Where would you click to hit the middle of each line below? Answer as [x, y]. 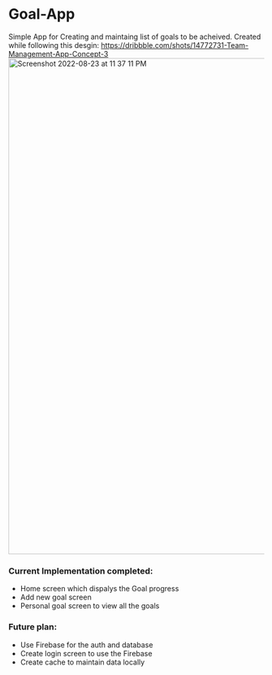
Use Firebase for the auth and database [86, 645]
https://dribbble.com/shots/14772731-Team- [175, 45]
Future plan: [33, 627]
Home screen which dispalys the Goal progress [99, 589]
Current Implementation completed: [81, 571]
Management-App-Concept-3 [58, 54]
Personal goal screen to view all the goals [90, 606]
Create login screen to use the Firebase [86, 653]
